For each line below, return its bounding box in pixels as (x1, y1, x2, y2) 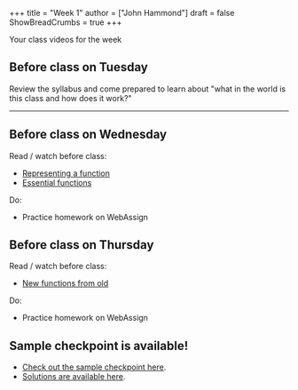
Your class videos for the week (9, 35, 122, 44)
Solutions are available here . (21, 371, 126, 382)
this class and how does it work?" (9, 92, 132, 103)
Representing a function (21, 168, 111, 179)
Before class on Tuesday (9, 60, 148, 75)
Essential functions (21, 177, 92, 187)
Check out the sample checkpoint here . (21, 362, 167, 372)
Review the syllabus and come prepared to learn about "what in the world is (9, 84, 286, 94)
